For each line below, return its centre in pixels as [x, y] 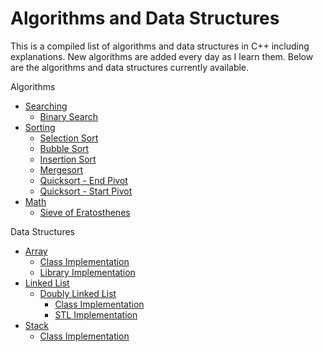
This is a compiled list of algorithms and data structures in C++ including [160, 46]
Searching [46, 106]
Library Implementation [87, 272]
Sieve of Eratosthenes [85, 212]
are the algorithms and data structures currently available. [130, 67]
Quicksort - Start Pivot [86, 191]
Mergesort [61, 169]
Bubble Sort [64, 148]
